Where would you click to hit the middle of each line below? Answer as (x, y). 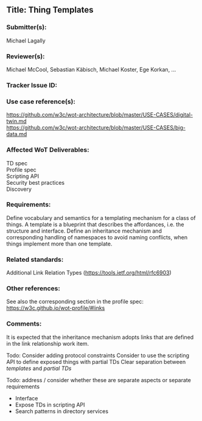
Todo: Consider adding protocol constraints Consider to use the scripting (98, 355)
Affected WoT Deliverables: (48, 150)
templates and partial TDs (39, 368)
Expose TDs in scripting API (50, 405)
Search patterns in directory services (61, 411)
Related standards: (35, 259)
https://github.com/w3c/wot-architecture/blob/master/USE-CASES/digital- (100, 115)
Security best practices (36, 182)
